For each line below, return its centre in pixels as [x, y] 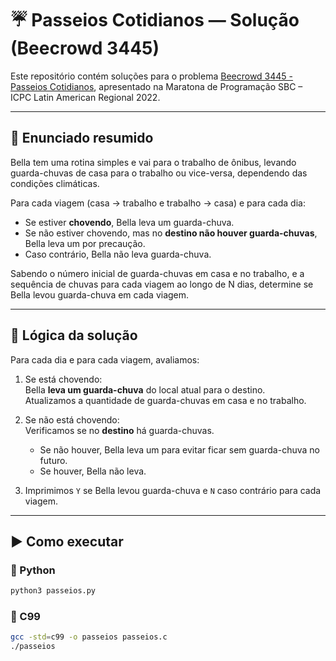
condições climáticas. [55, 183]
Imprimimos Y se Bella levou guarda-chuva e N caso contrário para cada [173, 490]
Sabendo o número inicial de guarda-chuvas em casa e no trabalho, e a [157, 273]
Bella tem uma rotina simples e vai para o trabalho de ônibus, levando [153, 162]
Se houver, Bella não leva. [93, 471]
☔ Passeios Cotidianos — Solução [155, 20]
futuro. [53, 460]
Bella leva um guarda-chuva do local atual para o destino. [145, 389]
